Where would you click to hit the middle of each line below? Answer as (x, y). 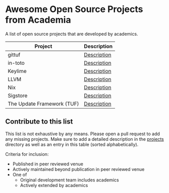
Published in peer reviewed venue (48, 164)
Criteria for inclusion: (27, 154)
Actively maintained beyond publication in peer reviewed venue (78, 169)
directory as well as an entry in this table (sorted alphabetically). (72, 144)
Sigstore (18, 95)
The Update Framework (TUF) (43, 104)
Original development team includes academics (70, 180)
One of (20, 174)
